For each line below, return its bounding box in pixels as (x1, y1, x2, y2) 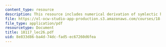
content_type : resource (5, 7, 54, 12)
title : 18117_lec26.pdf (5, 30, 54, 35)
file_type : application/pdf (5, 21, 63, 26)
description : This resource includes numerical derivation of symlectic (5, 12, 158, 17)
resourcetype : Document (5, 25, 54, 30)
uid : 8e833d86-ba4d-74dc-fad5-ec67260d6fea (5, 35, 96, 40)
